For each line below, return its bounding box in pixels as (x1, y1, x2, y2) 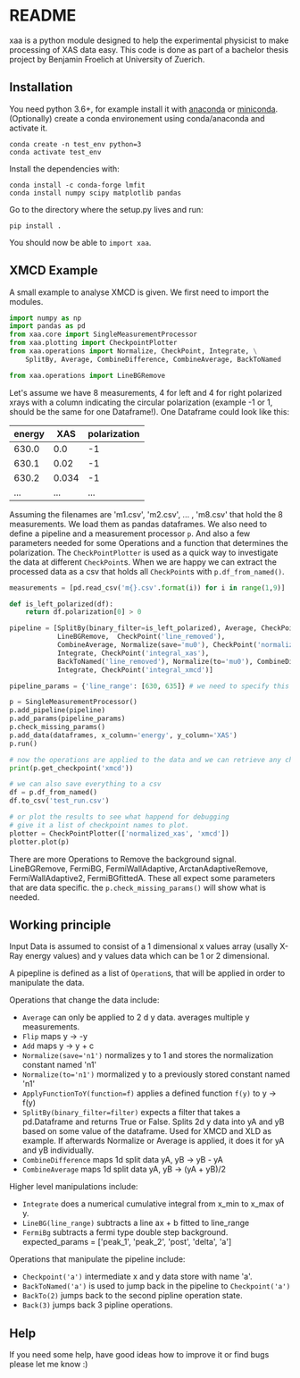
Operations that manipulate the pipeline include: (9, 1254, 186, 1265)
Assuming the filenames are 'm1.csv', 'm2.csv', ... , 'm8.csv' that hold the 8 (9, 508, 284, 519)
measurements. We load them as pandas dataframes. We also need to (9, 518, 268, 529)
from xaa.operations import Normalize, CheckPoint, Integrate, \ (9, 347, 257, 356)
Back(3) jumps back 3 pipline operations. (21, 1299, 173, 1310)
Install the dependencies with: (9, 163, 120, 174)
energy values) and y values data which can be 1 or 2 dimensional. (25, 951, 270, 962)
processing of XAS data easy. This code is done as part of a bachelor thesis (9, 44, 288, 55)
